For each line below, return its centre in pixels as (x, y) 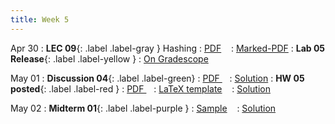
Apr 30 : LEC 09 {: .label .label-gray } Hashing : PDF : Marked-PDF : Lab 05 (168, 48)
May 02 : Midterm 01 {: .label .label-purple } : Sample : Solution (143, 108)
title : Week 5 (40, 19)
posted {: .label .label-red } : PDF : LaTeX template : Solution (140, 88)
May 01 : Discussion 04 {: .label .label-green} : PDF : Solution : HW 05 (157, 78)
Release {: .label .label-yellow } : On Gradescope (109, 58)
